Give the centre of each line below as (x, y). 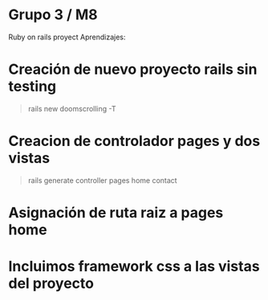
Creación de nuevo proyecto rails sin (133, 69)
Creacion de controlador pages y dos (134, 141)
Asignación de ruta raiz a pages (116, 213)
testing (32, 87)
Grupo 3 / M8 (53, 15)
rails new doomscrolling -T (72, 108)
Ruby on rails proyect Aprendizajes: (67, 37)
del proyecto (51, 284)
